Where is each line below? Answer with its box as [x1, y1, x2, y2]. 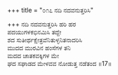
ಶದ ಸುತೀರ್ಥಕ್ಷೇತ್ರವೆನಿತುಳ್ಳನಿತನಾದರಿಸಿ [7, 36, 83, 44]
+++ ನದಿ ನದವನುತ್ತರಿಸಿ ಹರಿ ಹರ [7, 20, 77, 28]
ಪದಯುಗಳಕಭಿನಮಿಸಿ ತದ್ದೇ [7, 28, 62, 36]
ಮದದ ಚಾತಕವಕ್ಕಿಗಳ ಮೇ [7, 52, 60, 60]
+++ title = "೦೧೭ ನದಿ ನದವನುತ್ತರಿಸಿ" [7, 6, 93, 14]
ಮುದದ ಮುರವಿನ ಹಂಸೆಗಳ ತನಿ [7, 43, 71, 52]
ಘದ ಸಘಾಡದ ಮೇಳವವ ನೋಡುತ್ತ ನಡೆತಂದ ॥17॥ [7, 60, 112, 67]
